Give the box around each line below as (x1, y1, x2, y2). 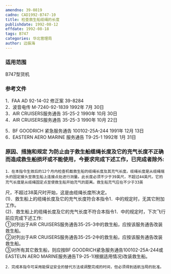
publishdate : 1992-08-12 (5, 21, 58, 27)
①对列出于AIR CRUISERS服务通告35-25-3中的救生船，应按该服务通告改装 (5, 221, 163, 227)
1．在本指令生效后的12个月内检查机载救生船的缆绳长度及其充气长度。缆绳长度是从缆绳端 (5, 169, 165, 174)
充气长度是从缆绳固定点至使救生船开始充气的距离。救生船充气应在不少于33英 (5, 179, 143, 185)
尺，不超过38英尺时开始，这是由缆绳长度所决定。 (5, 189, 110, 195)
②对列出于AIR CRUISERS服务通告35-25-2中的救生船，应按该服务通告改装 (5, 234, 163, 240)
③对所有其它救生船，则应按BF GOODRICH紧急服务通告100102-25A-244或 (5, 246, 163, 253)
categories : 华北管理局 (5, 36, 52, 41)
